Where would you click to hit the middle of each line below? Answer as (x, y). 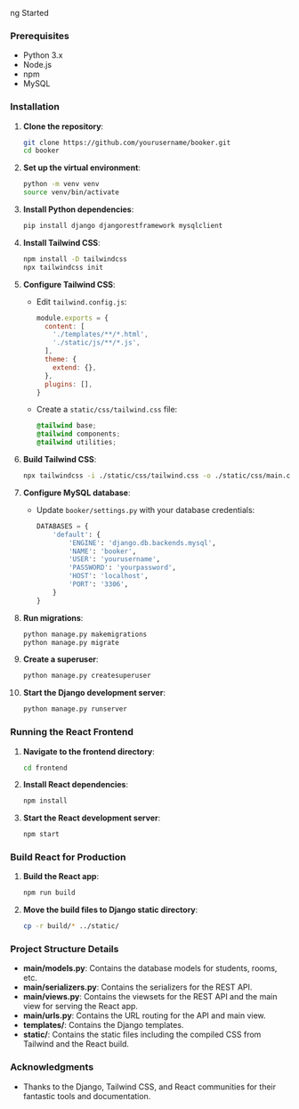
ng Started (29, 13)
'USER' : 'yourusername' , (114, 559)
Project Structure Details (65, 950)
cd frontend (45, 768)
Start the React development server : (92, 818)
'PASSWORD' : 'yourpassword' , (122, 568)
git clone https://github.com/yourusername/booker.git (127, 143)
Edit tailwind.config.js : (81, 301)
